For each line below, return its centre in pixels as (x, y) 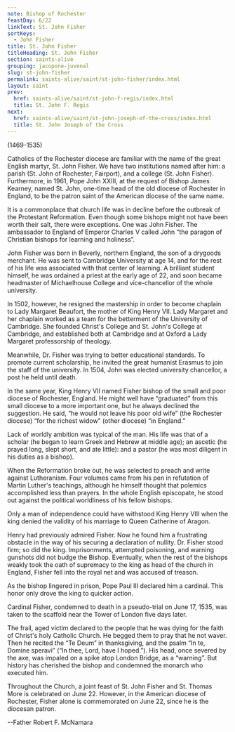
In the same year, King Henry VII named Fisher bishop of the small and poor (116, 391)
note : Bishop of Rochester (47, 14)
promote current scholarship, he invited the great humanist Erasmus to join (115, 362)
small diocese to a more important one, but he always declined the (103, 405)
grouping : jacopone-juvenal (48, 66)
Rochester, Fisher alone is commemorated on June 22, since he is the (108, 701)
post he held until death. (42, 377)
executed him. (28, 672)
